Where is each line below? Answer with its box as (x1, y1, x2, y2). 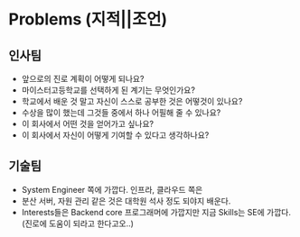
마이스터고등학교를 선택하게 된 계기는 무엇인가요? (21, 85, 196, 96)
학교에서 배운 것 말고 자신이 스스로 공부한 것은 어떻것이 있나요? (21, 96, 243, 106)
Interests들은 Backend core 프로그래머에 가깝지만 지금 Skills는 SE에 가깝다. (21, 206, 291, 217)
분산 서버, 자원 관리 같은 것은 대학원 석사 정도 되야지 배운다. (21, 196, 231, 206)
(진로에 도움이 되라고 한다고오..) (21, 218, 135, 229)
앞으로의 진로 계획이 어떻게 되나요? (21, 74, 145, 84)
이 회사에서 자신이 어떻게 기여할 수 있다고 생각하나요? (21, 130, 210, 141)
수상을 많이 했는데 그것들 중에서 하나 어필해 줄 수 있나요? (21, 107, 221, 118)
